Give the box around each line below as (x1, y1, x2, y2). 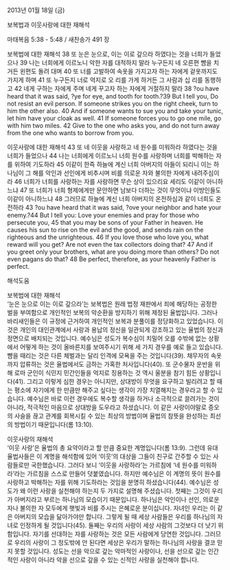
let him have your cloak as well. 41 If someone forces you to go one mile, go (7, 114, 222, 122)
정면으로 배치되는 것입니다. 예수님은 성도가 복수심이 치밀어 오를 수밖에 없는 (7, 334, 207, 343)
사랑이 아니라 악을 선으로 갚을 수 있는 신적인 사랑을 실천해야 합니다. (19, 556, 199, 564)
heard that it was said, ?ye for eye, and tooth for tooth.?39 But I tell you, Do (7, 92, 218, 100)
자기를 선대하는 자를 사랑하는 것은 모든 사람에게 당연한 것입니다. (32, 530, 203, 538)
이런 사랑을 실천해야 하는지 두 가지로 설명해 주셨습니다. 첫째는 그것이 (27, 487, 211, 495)
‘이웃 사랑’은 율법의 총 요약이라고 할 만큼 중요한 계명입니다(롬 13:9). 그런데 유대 (7, 444, 218, 451)
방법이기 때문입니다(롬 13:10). (14, 420, 94, 429)
